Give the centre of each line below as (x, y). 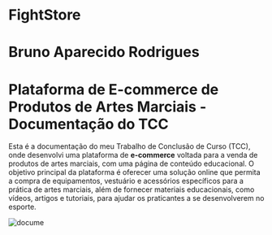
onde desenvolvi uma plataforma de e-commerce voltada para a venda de (133, 155)
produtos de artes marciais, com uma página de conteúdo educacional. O (131, 163)
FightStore (45, 15)
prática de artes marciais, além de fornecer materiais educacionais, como (132, 189)
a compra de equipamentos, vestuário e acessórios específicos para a (126, 181)
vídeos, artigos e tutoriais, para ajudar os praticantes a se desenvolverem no (136, 198)
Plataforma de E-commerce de (114, 89)
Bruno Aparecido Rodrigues (104, 52)
